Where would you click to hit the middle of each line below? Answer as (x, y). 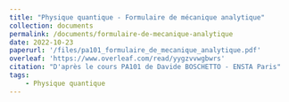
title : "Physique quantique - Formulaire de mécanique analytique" (137, 17)
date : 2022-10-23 (41, 42)
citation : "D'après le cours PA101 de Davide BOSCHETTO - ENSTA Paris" (145, 67)
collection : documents (51, 26)
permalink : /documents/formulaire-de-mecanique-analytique (121, 34)
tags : (19, 75)
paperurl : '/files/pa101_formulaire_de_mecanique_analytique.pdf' (135, 51)
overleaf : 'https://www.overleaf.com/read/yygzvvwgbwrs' (117, 59)
